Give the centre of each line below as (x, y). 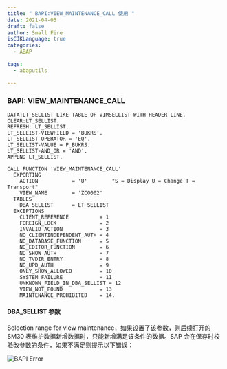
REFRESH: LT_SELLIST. (38, 127)
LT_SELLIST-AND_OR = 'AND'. (47, 151)
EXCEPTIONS (29, 211)
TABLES (23, 199)
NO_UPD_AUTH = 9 (64, 265)
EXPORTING (27, 175)
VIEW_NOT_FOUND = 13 (66, 289)
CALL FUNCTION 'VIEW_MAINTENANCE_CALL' (64, 169)
